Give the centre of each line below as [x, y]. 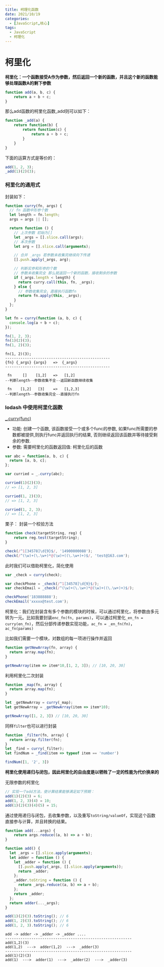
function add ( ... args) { [30, 831]
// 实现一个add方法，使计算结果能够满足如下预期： [50, 792]
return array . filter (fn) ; [36, 740]
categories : [17, 19]
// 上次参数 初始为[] [33, 232]
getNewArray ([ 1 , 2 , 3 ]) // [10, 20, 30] [47, 716]
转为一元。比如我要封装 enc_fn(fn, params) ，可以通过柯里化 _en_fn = [74, 618]
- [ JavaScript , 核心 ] [30, 23]
